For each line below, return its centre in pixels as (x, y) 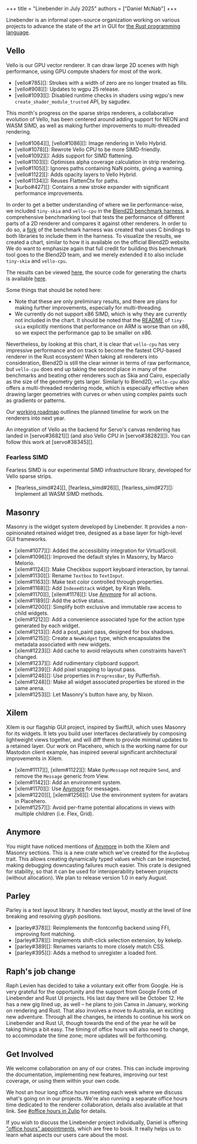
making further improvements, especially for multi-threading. (89, 307)
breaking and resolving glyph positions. (54, 916)
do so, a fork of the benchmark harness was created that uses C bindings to (98, 230)
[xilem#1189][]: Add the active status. (60, 601)
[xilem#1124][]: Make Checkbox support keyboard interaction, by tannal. (102, 569)
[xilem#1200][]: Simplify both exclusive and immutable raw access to (98, 606)
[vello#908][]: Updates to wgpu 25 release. (67, 89)
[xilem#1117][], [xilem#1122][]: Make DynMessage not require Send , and (98, 770)
